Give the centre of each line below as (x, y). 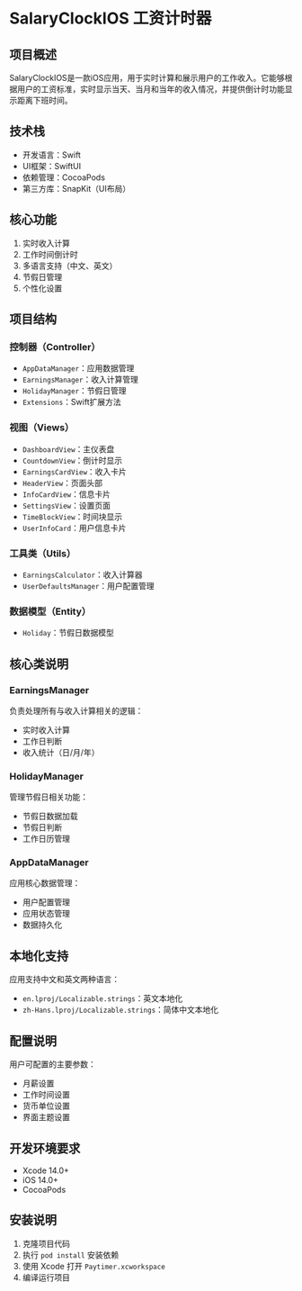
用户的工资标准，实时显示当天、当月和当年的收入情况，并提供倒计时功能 (151, 89)
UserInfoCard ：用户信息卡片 (74, 528)
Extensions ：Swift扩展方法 (71, 402)
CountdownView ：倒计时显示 (72, 460)
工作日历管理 (46, 839)
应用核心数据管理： (45, 883)
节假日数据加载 (50, 817)
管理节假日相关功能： (49, 797)
